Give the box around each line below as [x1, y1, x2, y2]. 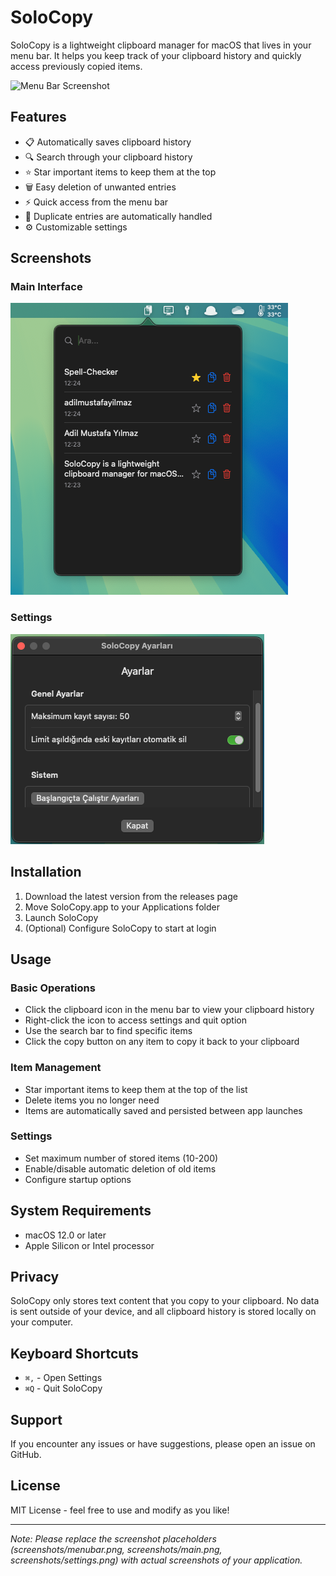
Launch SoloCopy [24, 911, 99, 923]
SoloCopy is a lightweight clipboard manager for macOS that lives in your [10, 39, 312, 51]
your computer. [10, 1316, 74, 1328]
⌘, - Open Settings [24, 1372, 103, 1384]
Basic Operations [10, 981, 96, 995]
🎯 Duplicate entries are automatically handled [24, 210, 213, 222]
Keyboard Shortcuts [10, 1345, 139, 1362]
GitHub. [10, 1449, 42, 1461]
